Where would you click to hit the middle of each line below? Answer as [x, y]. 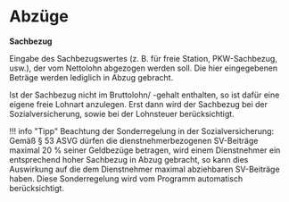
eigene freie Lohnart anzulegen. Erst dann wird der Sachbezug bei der [139, 104]
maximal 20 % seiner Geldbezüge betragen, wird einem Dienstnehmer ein [145, 150]
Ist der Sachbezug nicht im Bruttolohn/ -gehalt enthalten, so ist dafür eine [144, 95]
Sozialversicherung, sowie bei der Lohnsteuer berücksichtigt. [122, 114]
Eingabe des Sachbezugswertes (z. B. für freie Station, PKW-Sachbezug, [144, 58]
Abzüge [39, 17]
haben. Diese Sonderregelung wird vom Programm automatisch [126, 178]
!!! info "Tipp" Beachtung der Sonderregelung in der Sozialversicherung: [142, 130]
